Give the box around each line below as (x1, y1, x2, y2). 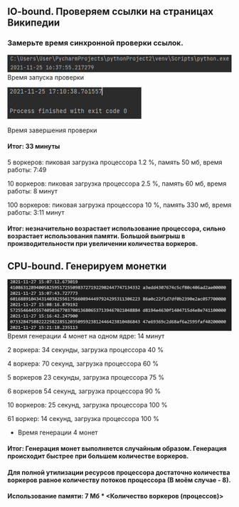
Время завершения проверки (7, 126, 97, 134)
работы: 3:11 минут (7, 208, 65, 216)
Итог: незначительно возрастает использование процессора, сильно (7, 224, 226, 233)
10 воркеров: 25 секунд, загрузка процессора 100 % (7, 400, 168, 409)
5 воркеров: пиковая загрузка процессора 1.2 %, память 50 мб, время (7, 158, 223, 166)
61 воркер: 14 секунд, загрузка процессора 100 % (7, 414, 160, 422)
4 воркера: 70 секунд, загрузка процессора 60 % (7, 359, 159, 368)
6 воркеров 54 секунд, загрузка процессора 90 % (7, 387, 161, 395)
